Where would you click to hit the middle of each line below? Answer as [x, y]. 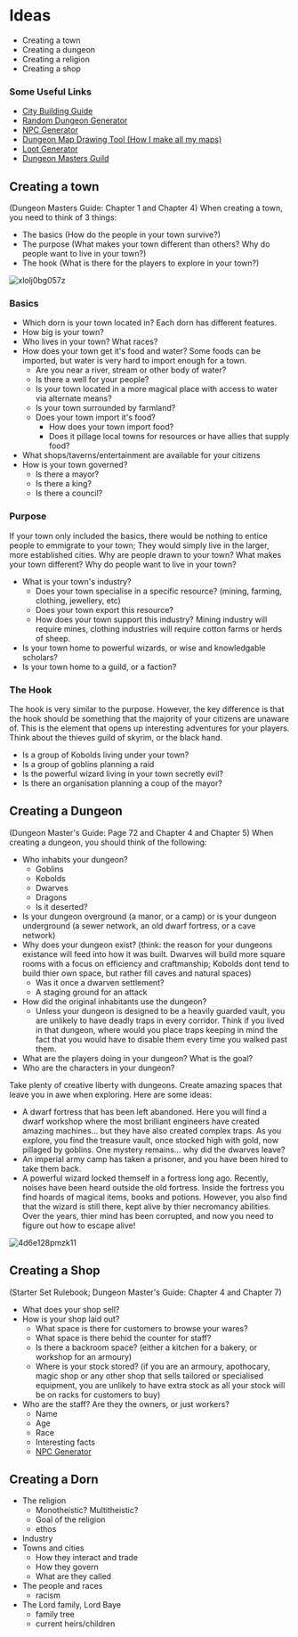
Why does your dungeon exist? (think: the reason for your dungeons [147, 945]
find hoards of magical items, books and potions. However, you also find [154, 1197]
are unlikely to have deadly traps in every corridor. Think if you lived [160, 1020]
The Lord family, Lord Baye [72, 1605]
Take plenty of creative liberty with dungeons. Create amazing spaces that [146, 1085]
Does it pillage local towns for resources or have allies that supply [169, 437]
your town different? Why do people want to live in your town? [123, 564]
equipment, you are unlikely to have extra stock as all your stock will [160, 1385]
